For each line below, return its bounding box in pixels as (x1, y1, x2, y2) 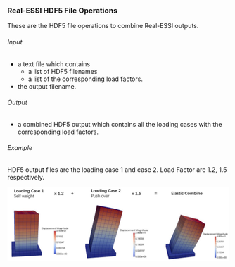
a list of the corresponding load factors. (27, 75, 143, 83)
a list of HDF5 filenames (27, 67, 98, 75)
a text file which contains (17, 59, 90, 68)
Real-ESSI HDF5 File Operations (7, 6, 118, 15)
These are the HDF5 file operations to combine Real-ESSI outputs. (7, 22, 199, 30)
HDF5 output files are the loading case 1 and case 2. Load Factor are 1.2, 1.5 (7, 165, 227, 174)
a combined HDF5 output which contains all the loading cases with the (17, 120, 222, 128)
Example (7, 144, 33, 152)
